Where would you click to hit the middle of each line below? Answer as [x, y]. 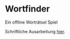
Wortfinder [28, 9]
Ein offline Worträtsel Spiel [31, 22]
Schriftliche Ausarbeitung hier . [35, 31]
